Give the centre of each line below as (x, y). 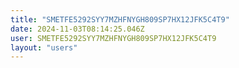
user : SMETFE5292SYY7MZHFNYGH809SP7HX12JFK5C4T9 (113, 38)
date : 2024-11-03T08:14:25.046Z (77, 29)
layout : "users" (44, 47)
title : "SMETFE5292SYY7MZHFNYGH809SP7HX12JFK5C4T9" (120, 19)
